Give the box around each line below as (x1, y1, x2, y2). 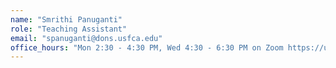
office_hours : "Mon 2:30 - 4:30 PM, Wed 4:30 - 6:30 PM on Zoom (10, 42, 284, 53)
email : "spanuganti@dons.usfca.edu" (10, 33, 163, 43)
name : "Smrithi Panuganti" (10, 14, 123, 25)
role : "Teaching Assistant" (10, 24, 128, 34)
